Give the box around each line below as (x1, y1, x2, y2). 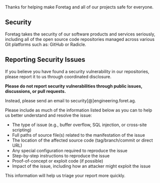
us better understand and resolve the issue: (5, 112, 92, 118)
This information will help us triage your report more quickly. (5, 172, 126, 178)
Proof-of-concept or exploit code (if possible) (12, 158, 103, 164)
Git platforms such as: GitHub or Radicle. (5, 41, 86, 47)
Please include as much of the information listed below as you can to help (5, 107, 153, 113)
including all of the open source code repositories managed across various (5, 36, 155, 42)
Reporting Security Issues (5, 55, 86, 64)
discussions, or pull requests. (5, 88, 66, 94)
